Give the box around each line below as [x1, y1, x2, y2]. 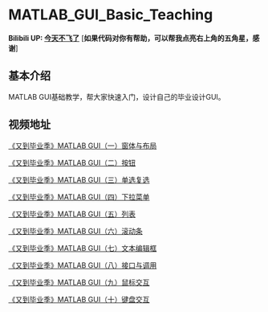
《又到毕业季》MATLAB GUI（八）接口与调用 [8, 260, 157, 270]
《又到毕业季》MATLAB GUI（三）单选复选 [8, 174, 150, 184]
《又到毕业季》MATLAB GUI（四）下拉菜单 [8, 191, 150, 202]
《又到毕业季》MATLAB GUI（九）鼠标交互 [8, 277, 150, 287]
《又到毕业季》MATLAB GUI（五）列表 [8, 209, 136, 219]
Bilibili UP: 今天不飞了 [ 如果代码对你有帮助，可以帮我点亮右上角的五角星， [8, 33, 253, 43]
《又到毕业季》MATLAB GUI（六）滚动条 [8, 226, 143, 236]
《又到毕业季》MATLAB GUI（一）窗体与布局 [8, 141, 157, 150]
